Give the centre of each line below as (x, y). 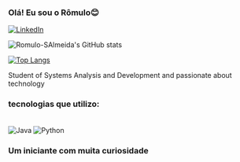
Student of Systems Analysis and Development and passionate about (120, 75)
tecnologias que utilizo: (54, 104)
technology (26, 84)
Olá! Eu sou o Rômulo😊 (54, 13)
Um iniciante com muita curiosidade (78, 151)
